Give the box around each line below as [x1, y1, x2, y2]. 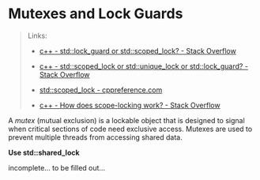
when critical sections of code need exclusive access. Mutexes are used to [8, 124, 253, 133]
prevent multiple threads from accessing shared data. [8, 132, 183, 142]
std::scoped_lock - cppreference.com [39, 84, 163, 95]
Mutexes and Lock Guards [8, 5, 183, 23]
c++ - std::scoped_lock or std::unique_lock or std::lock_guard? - [39, 61, 249, 71]
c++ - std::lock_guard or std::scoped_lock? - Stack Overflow [39, 46, 237, 55]
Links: [27, 31, 47, 40]
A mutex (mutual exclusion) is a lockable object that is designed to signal [8, 115, 245, 125]
